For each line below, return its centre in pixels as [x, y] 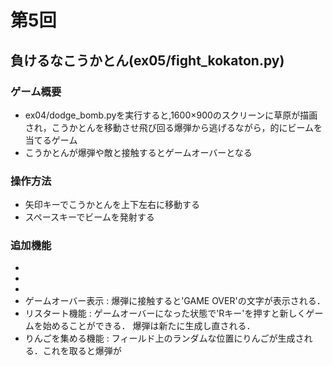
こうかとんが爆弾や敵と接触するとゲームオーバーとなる [138, 152]
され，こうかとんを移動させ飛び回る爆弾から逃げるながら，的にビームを [173, 127]
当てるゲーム [51, 140]
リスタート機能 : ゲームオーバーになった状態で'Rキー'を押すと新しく [165, 313]
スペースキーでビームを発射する [89, 217]
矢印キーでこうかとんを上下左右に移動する [112, 205]
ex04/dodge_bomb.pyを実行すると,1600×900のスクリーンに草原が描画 [171, 115]
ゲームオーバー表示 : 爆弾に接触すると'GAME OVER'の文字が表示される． [175, 301]
